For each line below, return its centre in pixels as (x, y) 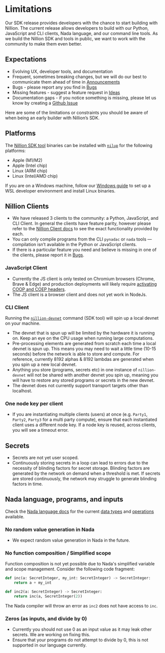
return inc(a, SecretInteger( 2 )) (48, 597)
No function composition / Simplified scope (58, 553)
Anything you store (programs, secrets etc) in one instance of (75, 369)
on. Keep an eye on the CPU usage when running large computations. (83, 338)
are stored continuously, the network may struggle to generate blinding (84, 479)
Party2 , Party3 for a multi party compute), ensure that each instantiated (85, 420)
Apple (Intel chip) (30, 165)
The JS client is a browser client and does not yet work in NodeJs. (80, 294)
